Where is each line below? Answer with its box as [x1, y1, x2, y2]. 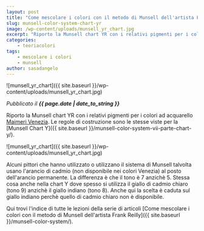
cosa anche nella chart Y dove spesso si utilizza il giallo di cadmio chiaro [6, 180, 188, 188]
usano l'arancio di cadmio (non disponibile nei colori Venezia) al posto [6, 167, 182, 175]
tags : [6, 49, 20, 55]
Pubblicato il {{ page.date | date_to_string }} [6, 100, 120, 107]
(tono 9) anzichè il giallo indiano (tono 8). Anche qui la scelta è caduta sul [6, 187, 190, 194]
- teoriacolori [17, 43, 56, 49]
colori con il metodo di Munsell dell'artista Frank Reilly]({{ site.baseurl [6, 212, 180, 219]
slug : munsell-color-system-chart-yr [6, 20, 102, 26]
